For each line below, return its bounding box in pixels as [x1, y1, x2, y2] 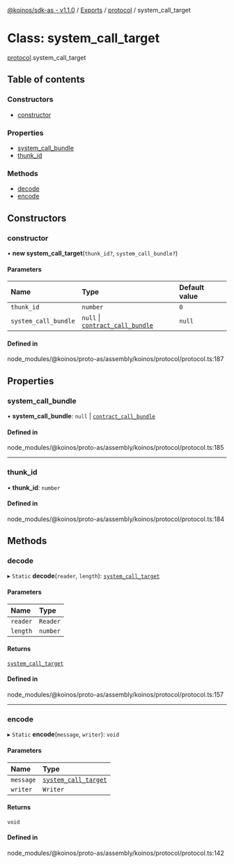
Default [179, 283, 204, 293]
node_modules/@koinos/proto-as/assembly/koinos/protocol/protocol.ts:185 [7, 444, 224, 452]
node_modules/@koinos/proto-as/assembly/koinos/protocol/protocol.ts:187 [7, 355, 224, 363]
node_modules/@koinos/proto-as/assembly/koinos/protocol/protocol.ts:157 [7, 691, 224, 698]
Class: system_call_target [7, 31, 160, 46]
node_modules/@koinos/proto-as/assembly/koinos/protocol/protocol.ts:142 [7, 849, 225, 857]
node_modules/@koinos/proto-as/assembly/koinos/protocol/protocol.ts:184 [7, 515, 225, 523]
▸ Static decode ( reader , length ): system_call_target [7, 572, 160, 580]
